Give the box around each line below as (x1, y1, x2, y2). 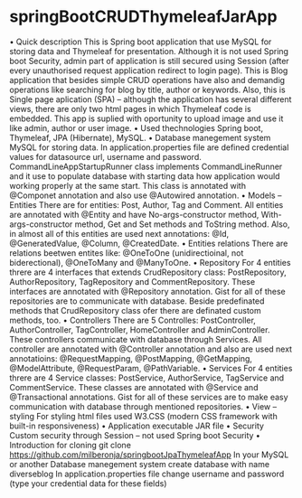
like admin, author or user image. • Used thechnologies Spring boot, (9, 122, 264, 133)
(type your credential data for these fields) (9, 477, 167, 489)
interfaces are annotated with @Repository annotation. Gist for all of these (9, 286, 287, 296)
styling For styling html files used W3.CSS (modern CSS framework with (9, 410, 278, 421)
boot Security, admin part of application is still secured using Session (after (9, 55, 289, 66)
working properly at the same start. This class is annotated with (9, 180, 247, 191)
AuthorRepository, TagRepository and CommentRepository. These (9, 276, 256, 287)
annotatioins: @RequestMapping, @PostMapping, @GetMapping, (9, 352, 253, 363)
